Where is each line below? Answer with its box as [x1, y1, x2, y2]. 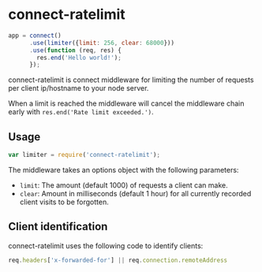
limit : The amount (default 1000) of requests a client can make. [19, 181, 229, 190]
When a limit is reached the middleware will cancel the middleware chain [8, 99, 245, 108]
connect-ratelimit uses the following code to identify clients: [8, 240, 204, 250]
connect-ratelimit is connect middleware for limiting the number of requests [8, 75, 254, 84]
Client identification [8, 220, 108, 233]
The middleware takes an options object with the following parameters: [8, 166, 239, 174]
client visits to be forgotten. [19, 197, 109, 207]
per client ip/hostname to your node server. [8, 84, 149, 93]
